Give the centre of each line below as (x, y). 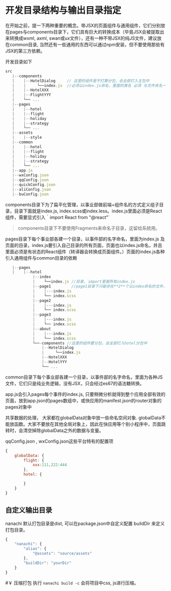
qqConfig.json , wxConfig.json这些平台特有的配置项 (59, 441)
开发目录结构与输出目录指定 (63, 10)
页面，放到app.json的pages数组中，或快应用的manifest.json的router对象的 (83, 400)
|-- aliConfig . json (32, 189)
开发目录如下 (19, 61)
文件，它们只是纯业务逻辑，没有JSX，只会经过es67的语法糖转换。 (75, 383)
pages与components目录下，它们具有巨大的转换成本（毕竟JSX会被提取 (85, 32)
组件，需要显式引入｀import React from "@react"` (58, 217)
